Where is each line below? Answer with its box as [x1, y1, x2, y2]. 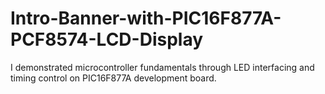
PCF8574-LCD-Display [10, 28, 204, 51]
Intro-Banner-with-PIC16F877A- [10, 7, 282, 30]
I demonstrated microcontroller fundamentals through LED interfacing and [10, 61, 315, 73]
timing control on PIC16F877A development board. [10, 72, 217, 84]
